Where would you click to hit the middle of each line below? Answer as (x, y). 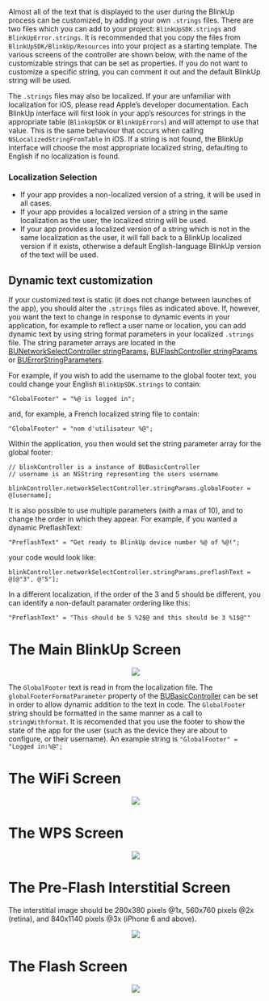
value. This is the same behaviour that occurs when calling (106, 130)
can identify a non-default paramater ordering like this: (100, 603)
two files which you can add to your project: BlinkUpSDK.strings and (122, 29)
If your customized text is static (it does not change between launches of (130, 300)
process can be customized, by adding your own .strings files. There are (131, 20)
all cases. (36, 203)
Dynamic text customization (81, 280)
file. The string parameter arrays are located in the (92, 343)
